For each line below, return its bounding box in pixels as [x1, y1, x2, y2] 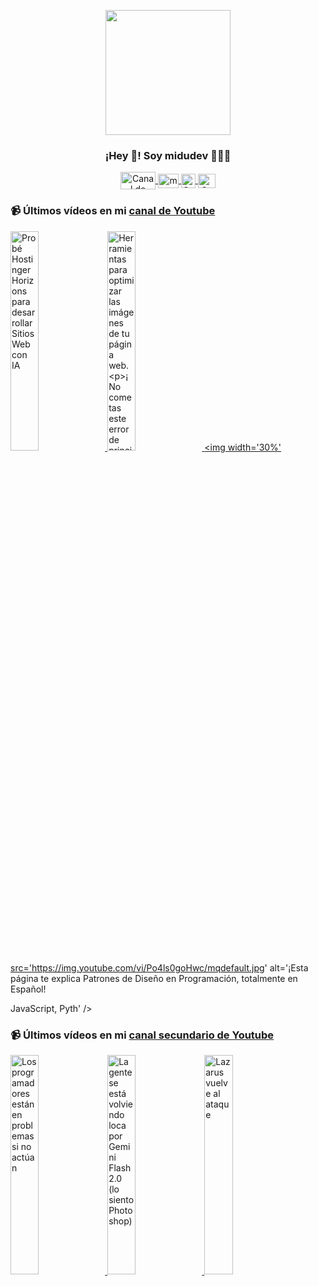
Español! [10, 983, 47, 995]
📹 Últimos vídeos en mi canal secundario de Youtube [10, 1028, 275, 1042]
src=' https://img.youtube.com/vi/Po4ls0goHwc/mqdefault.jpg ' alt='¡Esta [10, 961, 309, 974]
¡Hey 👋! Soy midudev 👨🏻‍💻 [104, 148, 232, 162]
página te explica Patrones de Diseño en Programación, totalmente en [10, 972, 298, 984]
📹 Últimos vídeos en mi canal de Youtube [10, 204, 216, 218]
